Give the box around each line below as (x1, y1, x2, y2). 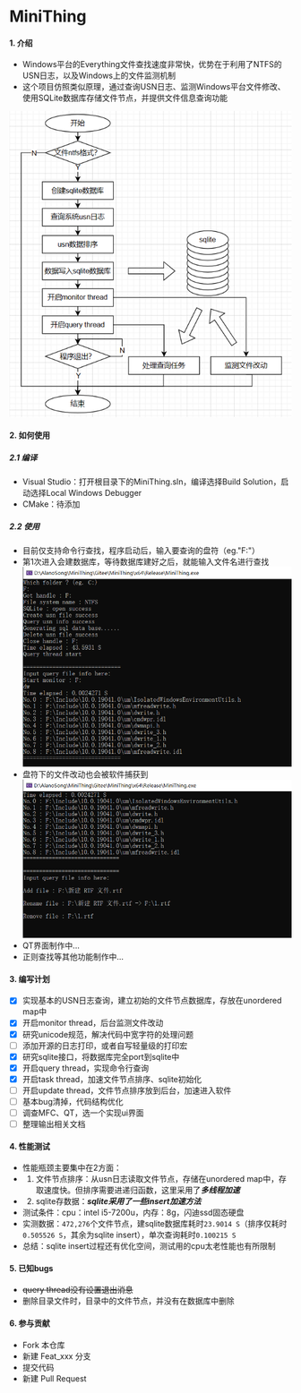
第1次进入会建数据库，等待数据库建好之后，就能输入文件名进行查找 (21, 557, 270, 568)
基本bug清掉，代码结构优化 (21, 1096, 124, 1107)
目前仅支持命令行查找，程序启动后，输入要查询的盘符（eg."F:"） (21, 545, 260, 556)
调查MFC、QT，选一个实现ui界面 (21, 1107, 144, 1118)
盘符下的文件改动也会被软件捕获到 (21, 768, 149, 780)
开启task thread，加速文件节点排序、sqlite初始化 (21, 1073, 202, 1084)
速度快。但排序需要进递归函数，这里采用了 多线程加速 (43, 1184, 240, 1196)
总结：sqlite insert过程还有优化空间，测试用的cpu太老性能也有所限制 (21, 1241, 276, 1252)
